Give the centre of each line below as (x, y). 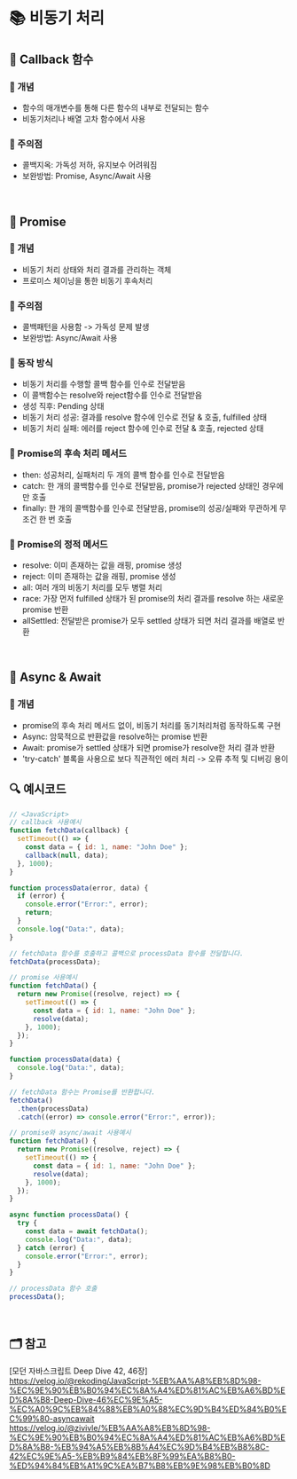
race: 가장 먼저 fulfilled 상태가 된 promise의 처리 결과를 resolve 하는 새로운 (153, 599)
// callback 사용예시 (45, 822)
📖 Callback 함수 (51, 59)
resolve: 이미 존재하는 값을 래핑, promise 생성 (102, 565)
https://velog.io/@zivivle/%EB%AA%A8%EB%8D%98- (110, 1428)
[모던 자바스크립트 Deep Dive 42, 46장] (78, 1371)
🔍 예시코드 (38, 789)
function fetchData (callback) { (69, 830)
